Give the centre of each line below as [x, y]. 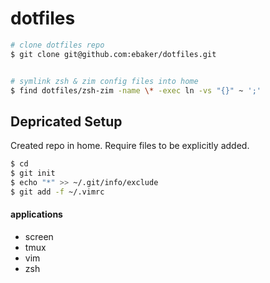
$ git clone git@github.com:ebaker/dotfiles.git [113, 54]
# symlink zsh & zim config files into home [104, 81]
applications [36, 214]
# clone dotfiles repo [57, 45]
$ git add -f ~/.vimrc [57, 192]
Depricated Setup [66, 121]
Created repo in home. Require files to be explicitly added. [130, 146]
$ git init [33, 173]
